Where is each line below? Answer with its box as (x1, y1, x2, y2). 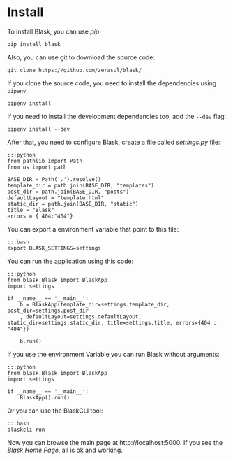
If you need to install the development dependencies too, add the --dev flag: (7, 112, 227, 120)
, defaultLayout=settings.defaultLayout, (20, 313, 142, 320)
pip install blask (7, 41, 61, 48)
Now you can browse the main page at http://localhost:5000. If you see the (7, 438, 223, 446)
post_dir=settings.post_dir (7, 307, 89, 314)
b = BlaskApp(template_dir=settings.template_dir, (20, 301, 170, 308)
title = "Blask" (7, 206, 54, 213)
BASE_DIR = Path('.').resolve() (7, 176, 101, 183)
